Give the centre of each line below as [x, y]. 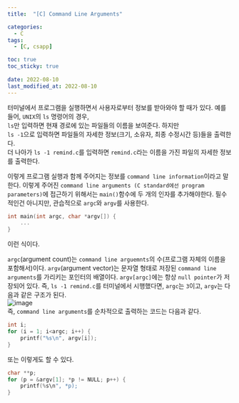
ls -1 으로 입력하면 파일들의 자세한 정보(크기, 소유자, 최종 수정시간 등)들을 [110, 134]
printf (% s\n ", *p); [49, 386]
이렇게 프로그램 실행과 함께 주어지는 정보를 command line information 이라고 [114, 176]
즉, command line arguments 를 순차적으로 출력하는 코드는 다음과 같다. [104, 312]
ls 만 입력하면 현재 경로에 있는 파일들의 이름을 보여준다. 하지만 [93, 125]
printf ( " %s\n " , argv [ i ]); [59, 338]
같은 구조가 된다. [43, 295]
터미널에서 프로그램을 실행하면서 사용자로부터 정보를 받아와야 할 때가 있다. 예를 [117, 107]
